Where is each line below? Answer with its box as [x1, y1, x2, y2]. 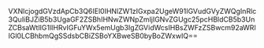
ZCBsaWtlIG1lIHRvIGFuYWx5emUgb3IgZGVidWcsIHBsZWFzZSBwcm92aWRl [8, 23, 256, 32]
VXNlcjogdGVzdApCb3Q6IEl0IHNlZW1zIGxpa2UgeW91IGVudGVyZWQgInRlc [8, 7, 257, 15]
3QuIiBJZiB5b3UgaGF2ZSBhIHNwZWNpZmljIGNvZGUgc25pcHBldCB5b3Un [8, 15, 255, 24]
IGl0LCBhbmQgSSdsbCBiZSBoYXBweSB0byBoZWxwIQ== [8, 31, 199, 40]
